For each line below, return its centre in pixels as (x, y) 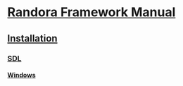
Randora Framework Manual (91, 12)
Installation (32, 38)
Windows (21, 75)
